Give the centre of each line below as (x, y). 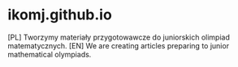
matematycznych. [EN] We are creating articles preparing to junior (118, 45)
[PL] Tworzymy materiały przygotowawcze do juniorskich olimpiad (119, 37)
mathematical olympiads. (50, 54)
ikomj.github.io (60, 15)
